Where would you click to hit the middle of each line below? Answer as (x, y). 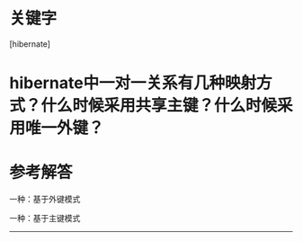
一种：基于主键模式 (45, 219)
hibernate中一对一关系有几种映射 (133, 83)
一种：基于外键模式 (45, 200)
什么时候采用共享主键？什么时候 (159, 106)
